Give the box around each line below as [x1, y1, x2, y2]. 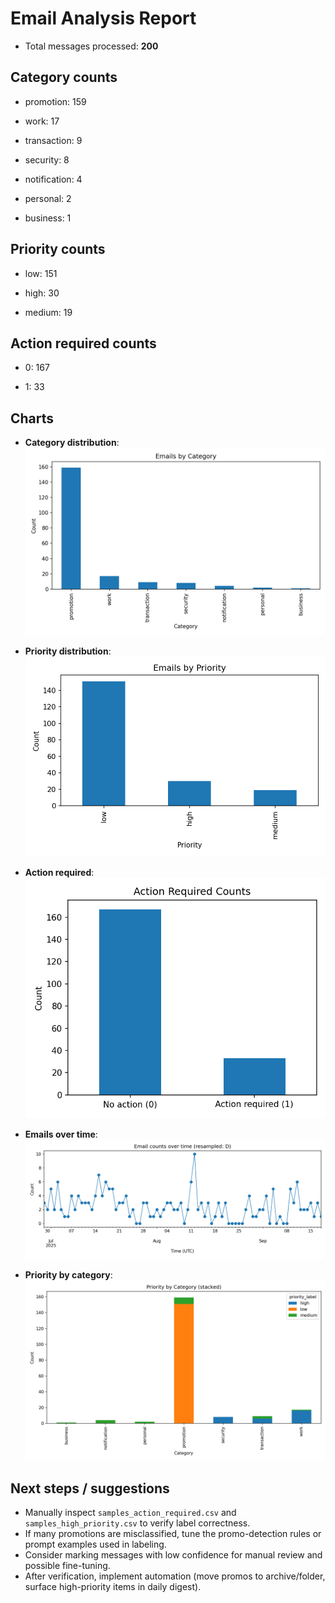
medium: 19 [24, 306, 73, 318]
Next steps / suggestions [10, 1480, 170, 1497]
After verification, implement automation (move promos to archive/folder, [24, 1570, 326, 1582]
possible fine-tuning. [24, 1560, 111, 1572]
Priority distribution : [24, 645, 112, 657]
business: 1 [24, 212, 72, 224]
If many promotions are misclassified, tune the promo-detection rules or [24, 1528, 322, 1540]
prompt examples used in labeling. [24, 1538, 167, 1551]
